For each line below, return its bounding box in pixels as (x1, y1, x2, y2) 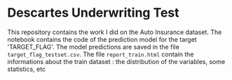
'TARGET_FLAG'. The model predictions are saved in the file (7, 42, 180, 51)
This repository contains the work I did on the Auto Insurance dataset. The (7, 28, 222, 36)
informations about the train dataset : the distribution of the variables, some (7, 57, 226, 65)
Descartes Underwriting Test (7, 5, 180, 21)
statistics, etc (7, 65, 46, 73)
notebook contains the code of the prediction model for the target (7, 35, 198, 43)
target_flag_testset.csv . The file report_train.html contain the (7, 50, 194, 58)
